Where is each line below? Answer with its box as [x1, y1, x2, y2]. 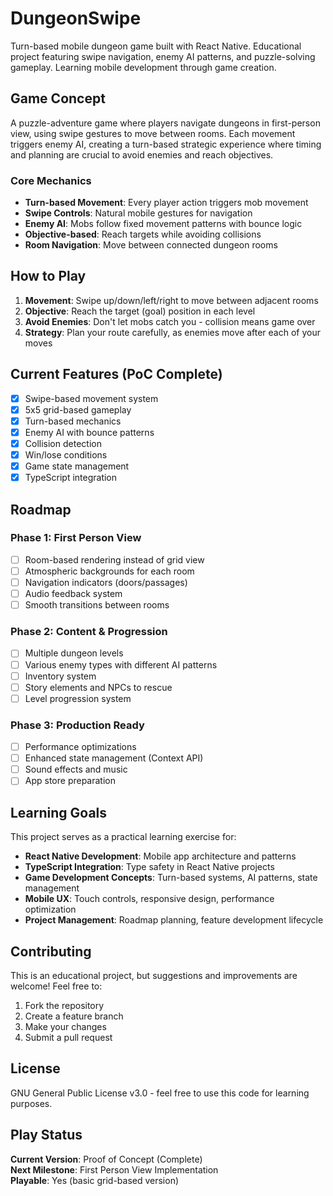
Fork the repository [24, 999, 105, 1011]
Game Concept [10, 90, 106, 107]
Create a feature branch [24, 1010, 124, 1022]
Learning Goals [10, 804, 108, 821]
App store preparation [24, 775, 116, 787]
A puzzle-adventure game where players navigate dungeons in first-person [10, 117, 321, 129]
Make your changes [24, 1020, 107, 1032]
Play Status [10, 1127, 83, 1144]
